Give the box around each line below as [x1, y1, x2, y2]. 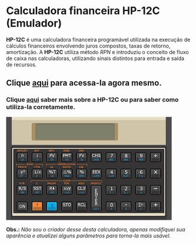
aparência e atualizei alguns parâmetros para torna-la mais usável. [6, 232, 171, 239]
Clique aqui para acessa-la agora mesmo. [6, 78, 162, 88]
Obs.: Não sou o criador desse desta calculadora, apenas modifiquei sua [6, 226, 185, 233]
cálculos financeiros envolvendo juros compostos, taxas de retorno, [6, 42, 171, 49]
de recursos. [6, 61, 37, 68]
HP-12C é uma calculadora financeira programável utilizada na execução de [6, 36, 191, 43]
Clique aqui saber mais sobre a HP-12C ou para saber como [6, 96, 179, 104]
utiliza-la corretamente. [6, 103, 75, 111]
